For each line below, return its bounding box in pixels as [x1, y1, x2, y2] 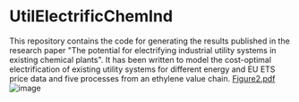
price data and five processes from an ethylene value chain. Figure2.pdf [9, 73, 276, 83]
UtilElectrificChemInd [9, 6, 173, 27]
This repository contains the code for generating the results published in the [9, 35, 291, 46]
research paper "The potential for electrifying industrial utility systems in [9, 44, 277, 55]
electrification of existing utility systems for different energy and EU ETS [9, 64, 276, 75]
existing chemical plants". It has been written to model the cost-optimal [9, 54, 271, 65]
